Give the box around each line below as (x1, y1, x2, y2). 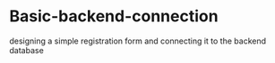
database (9, 44, 45, 55)
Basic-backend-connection (9, 6, 219, 27)
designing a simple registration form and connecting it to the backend (9, 35, 267, 46)
